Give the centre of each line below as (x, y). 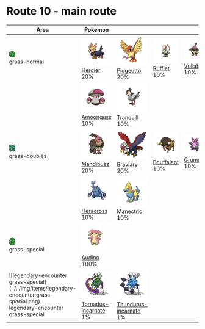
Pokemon (97, 30)
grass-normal (27, 62)
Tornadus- (95, 304)
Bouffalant (166, 162)
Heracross (95, 211)
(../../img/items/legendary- (43, 289)
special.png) (25, 302)
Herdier (91, 70)
